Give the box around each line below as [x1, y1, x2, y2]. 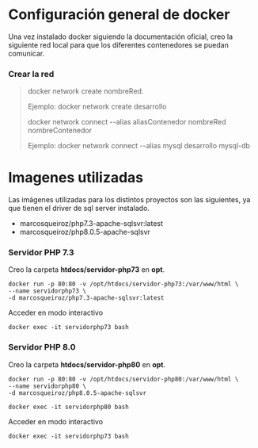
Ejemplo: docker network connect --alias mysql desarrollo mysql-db [27, 141, 251, 151]
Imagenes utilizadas [8, 169, 144, 187]
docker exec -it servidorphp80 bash [8, 403, 129, 411]
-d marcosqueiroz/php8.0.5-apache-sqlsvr [8, 389, 147, 397]
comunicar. [8, 48, 45, 58]
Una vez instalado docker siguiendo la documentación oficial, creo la [8, 32, 233, 41]
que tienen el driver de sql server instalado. [8, 204, 150, 213]
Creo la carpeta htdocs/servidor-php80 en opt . [8, 359, 166, 370]
